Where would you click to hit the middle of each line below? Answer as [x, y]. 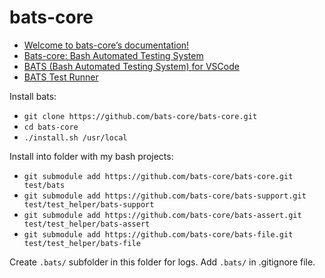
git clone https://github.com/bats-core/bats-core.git [140, 116]
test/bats [44, 185]
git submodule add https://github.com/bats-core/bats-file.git [158, 234]
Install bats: [33, 96]
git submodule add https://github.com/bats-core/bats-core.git [158, 176]
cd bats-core [51, 127]
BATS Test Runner [61, 77]
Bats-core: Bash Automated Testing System [113, 55]
